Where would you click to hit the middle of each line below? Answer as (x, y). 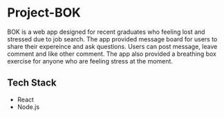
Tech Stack (32, 83)
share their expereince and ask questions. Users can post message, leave (112, 46)
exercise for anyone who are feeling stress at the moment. (90, 61)
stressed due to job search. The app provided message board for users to (112, 39)
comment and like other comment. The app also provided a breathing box (112, 54)
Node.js (28, 107)
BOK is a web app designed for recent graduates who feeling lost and (106, 32)
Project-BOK (44, 13)
